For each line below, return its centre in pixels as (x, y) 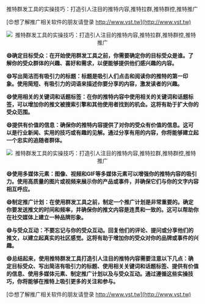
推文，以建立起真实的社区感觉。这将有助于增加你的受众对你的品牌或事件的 (100, 238)
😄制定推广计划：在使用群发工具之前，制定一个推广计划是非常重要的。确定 (100, 202)
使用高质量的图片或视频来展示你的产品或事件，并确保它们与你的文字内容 (108, 181)
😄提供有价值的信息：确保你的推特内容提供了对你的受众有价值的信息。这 (97, 125)
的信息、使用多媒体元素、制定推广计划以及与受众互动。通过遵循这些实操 (97, 274)
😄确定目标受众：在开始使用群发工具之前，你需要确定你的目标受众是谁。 (97, 56)
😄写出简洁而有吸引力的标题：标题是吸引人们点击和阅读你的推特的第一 (95, 76)
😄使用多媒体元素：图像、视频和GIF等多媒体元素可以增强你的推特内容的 (96, 174)
